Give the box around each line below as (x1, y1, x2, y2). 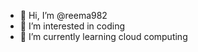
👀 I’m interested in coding (19, 20, 126, 32)
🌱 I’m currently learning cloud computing (19, 31, 188, 42)
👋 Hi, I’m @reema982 (19, 10, 108, 21)
